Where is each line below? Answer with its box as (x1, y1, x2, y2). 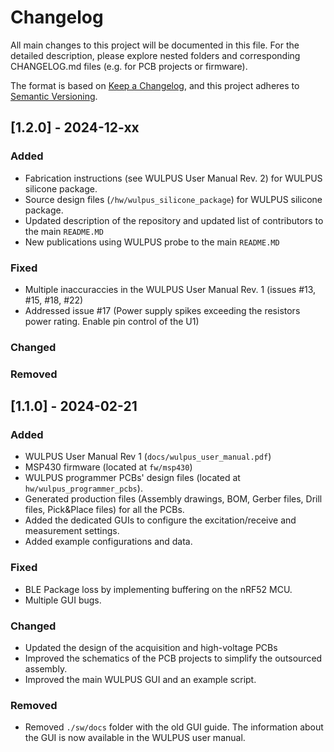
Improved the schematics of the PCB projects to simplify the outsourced (24, 652, 323, 665)
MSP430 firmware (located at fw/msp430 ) (24, 461, 193, 473)
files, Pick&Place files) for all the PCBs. (24, 504, 185, 516)
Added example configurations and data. (24, 536, 193, 548)
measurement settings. (24, 525, 120, 537)
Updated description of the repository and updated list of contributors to (24, 214, 324, 226)
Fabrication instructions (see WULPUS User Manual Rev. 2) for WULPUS (24, 172, 323, 184)
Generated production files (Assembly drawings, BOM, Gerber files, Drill (24, 493, 323, 505)
